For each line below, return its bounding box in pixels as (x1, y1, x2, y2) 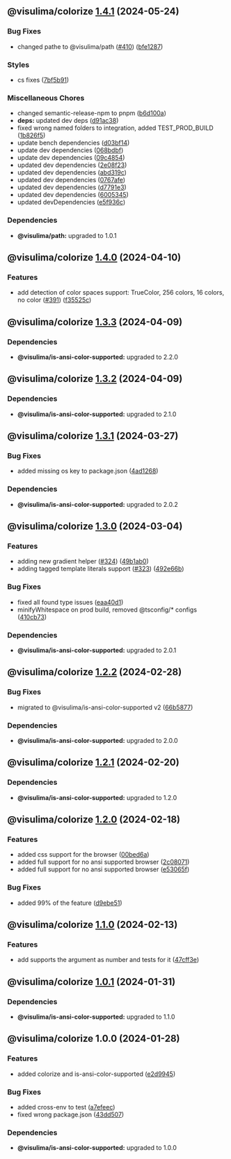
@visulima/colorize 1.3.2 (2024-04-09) (7, 373, 183, 385)
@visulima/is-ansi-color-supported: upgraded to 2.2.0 (17, 353, 179, 361)
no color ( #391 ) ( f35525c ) (17, 296, 92, 304)
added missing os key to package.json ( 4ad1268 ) (17, 467, 159, 475)
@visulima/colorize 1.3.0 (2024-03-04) (7, 520, 183, 533)
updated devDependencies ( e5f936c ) (17, 198, 126, 207)
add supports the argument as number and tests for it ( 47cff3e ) (17, 956, 200, 964)
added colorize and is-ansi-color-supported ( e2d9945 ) (17, 1070, 176, 1078)
